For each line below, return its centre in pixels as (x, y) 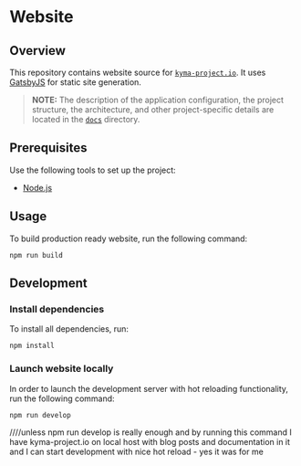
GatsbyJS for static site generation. (75, 82)
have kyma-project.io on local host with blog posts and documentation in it (150, 441)
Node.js (37, 187)
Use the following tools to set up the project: (93, 170)
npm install (32, 346)
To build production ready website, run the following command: (129, 238)
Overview (38, 51)
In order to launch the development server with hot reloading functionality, (149, 388)
